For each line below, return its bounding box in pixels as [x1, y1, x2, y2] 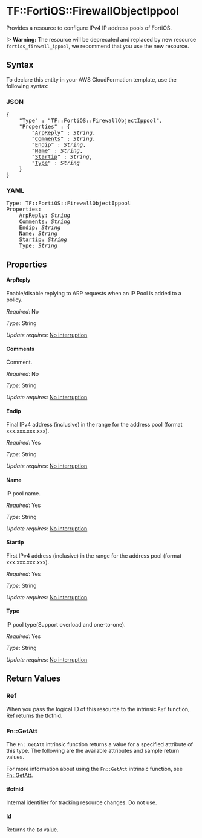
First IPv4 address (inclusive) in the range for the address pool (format [6, 552, 182, 559]
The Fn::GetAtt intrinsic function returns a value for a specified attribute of [6, 740, 194, 747]
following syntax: [6, 82, 49, 89]
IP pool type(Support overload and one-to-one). [6, 620, 126, 628]
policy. [6, 296, 23, 303]
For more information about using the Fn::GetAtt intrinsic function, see [6, 765, 183, 772]
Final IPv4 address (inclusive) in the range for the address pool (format [6, 421, 183, 428]
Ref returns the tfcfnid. [6, 712, 63, 719]
